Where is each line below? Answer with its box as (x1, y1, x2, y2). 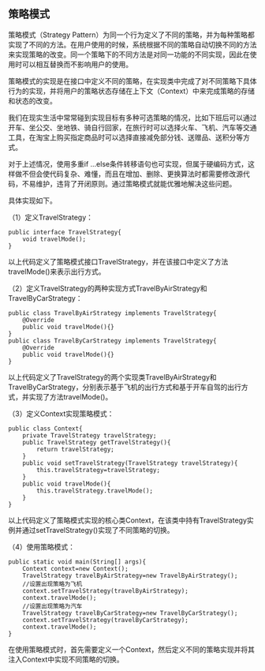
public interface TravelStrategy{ (8, 228, 122, 236)
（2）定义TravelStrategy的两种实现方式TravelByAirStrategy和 (8, 283, 207, 293)
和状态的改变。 (8, 96, 57, 105)
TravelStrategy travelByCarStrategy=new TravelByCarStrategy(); (22, 609, 238, 617)
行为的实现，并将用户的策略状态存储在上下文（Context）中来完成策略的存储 (8, 86, 255, 96)
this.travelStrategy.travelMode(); (36, 486, 154, 495)
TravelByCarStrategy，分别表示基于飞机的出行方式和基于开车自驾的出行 (8, 382, 242, 392)
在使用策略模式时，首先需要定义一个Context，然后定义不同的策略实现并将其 (8, 644, 255, 654)
